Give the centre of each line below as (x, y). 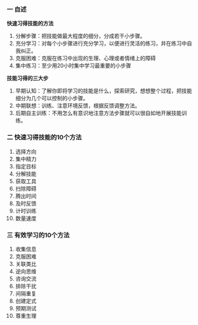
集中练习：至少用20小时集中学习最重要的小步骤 (73, 66)
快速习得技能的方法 (30, 23)
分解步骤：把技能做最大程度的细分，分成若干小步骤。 (80, 36)
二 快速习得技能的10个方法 (44, 138)
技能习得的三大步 (28, 78)
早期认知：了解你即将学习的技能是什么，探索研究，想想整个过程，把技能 (103, 91)
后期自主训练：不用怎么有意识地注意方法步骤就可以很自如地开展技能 (98, 113)
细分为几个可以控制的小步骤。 (52, 98)
